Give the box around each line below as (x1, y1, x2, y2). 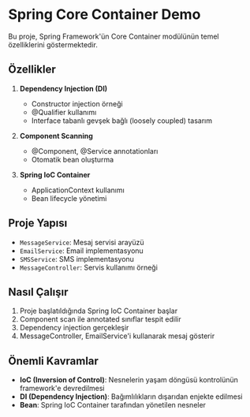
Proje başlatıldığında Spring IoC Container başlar (19, 306, 178, 316)
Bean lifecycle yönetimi (31, 193, 107, 203)
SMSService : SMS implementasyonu (19, 254, 134, 263)
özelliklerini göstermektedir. (8, 39, 99, 49)
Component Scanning (19, 131, 93, 140)
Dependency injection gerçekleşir (19, 323, 129, 333)
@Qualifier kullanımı (31, 107, 97, 117)
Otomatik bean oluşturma (31, 155, 114, 164)
